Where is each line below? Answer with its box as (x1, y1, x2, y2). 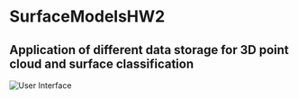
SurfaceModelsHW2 (9, 6, 166, 27)
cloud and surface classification (9, 56, 194, 71)
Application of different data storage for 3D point (9, 42, 290, 58)
